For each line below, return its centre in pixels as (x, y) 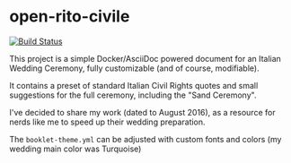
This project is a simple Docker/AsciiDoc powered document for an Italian (145, 58)
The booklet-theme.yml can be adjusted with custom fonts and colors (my (145, 139)
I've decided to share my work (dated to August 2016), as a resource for (142, 112)
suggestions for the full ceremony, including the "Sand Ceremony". (133, 95)
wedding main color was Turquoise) (75, 149)
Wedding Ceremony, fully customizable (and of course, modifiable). (134, 68)
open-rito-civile (70, 17)
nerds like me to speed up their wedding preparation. (107, 122)
